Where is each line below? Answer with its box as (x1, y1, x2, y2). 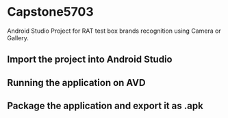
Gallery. (7, 33, 29, 42)
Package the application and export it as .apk (7, 100, 203, 112)
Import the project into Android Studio (7, 54, 173, 65)
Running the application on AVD (7, 76, 146, 89)
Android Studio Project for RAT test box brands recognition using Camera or (7, 27, 221, 35)
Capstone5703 (7, 4, 94, 20)
